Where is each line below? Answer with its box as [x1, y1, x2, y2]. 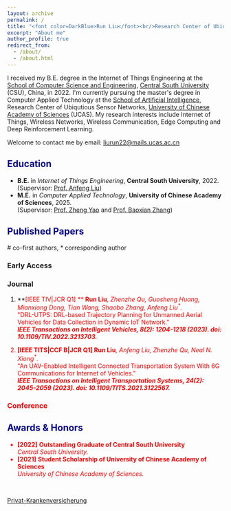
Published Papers [7, 225, 85, 237]
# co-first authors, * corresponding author [7, 243, 127, 252]
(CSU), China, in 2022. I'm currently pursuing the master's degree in [7, 88, 201, 96]
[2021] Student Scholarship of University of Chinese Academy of [16, 455, 207, 463]
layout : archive [7, 10, 54, 17]
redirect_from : [7, 42, 51, 49]
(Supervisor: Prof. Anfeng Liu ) [16, 184, 102, 192]
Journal [7, 279, 34, 289]
